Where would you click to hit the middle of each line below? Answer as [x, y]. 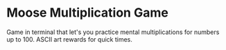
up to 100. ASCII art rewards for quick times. [69, 39]
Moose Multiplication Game [88, 13]
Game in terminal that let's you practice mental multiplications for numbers [113, 32]
